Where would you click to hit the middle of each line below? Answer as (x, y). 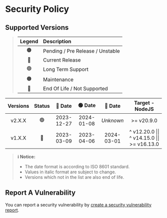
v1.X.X (18, 138)
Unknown (113, 120)
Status (42, 106)
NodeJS (144, 109)
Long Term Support (66, 69)
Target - (144, 103)
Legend (29, 41)
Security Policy (37, 9)
